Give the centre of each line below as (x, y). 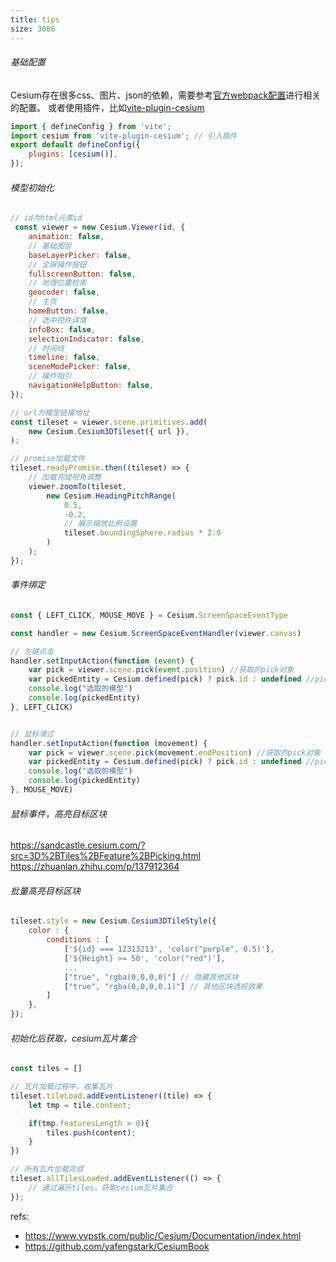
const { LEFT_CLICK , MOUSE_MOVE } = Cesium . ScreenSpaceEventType (149, 615)
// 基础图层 (50, 246)
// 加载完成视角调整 (65, 477)
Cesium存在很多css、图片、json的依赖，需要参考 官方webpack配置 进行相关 (166, 95)
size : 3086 (33, 29)
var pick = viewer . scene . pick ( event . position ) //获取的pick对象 (161, 670)
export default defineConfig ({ (75, 145)
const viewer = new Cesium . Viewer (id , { (100, 227)
